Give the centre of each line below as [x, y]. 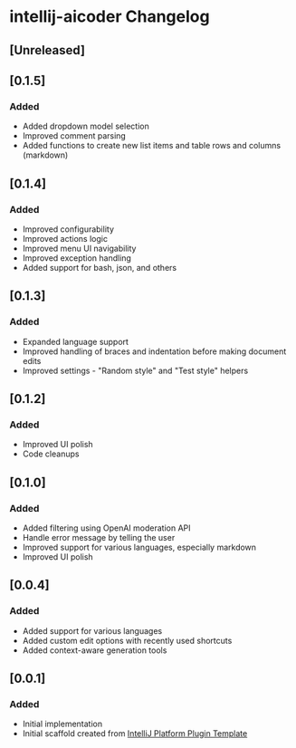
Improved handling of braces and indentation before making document [154, 351]
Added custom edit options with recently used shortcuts [127, 640]
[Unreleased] [48, 50]
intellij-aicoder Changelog [110, 17]
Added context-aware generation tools [95, 650]
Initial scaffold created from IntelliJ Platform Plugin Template [135, 734]
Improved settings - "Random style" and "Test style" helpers [135, 370]
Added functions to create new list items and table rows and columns [152, 146]
